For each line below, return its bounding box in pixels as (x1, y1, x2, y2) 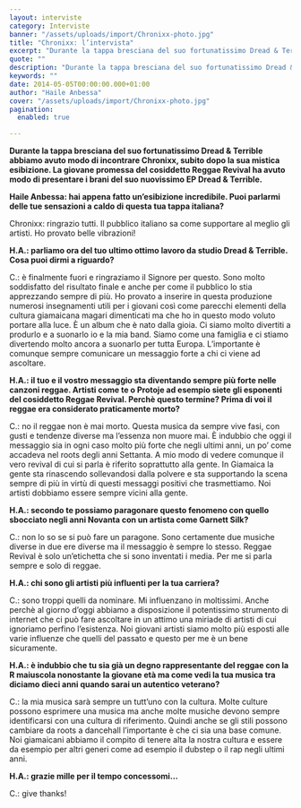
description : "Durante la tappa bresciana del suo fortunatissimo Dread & (9, 64, 295, 73)
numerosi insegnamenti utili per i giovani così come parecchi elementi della (9, 301, 287, 312)
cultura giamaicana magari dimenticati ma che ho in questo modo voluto (9, 310, 276, 321)
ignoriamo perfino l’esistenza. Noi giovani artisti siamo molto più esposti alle (9, 623, 289, 634)
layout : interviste (9, 13, 82, 22)
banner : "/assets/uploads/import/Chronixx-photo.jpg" (9, 30, 215, 39)
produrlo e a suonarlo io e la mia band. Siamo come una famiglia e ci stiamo (9, 329, 289, 340)
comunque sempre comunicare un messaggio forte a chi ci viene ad (9, 348, 262, 359)
